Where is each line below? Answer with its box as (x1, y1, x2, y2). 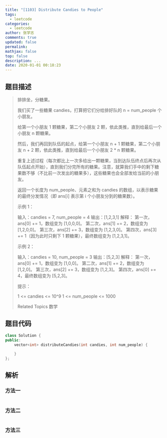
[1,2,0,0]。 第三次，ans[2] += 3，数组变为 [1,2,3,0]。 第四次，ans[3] (17, 226, 157, 232)
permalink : (5, 44, 28, 49)
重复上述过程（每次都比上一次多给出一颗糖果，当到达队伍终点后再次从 (17, 157, 162, 163)
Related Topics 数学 (17, 303, 58, 309)
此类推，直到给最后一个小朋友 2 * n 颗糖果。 (48, 147, 139, 153)
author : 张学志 (5, 30, 34, 35)
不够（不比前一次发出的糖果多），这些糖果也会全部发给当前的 (26, 170, 151, 176)
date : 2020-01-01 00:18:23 (5, 63, 61, 68)
